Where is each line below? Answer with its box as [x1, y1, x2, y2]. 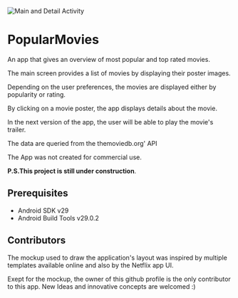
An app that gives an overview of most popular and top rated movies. [7, 55, 210, 63]
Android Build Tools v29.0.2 [17, 213, 100, 222]
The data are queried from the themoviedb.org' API [7, 139, 158, 147]
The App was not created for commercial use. [7, 153, 143, 161]
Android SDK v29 [17, 206, 69, 215]
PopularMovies [7, 32, 100, 48]
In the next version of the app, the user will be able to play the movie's [7, 117, 214, 126]
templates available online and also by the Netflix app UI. [7, 260, 174, 270]
